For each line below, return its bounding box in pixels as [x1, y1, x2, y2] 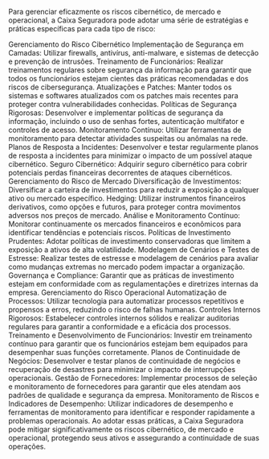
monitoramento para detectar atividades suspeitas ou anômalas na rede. [8, 134, 248, 143]
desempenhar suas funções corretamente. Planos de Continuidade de [8, 348, 241, 357]
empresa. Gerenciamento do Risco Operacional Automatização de [8, 287, 227, 297]
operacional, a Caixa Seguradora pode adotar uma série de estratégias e [8, 15, 249, 25]
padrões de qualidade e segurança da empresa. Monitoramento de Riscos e [8, 391, 259, 399]
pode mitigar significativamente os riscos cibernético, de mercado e [8, 424, 234, 434]
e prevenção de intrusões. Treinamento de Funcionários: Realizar [8, 56, 224, 66]
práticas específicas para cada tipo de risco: [8, 24, 156, 33]
